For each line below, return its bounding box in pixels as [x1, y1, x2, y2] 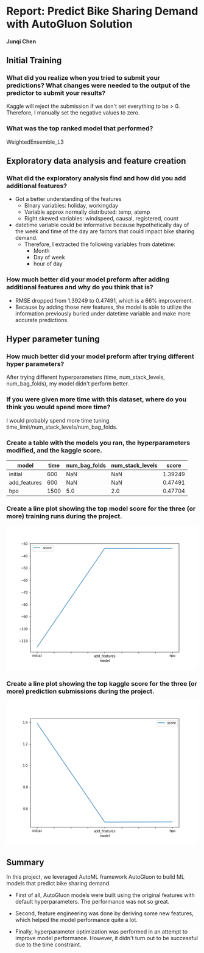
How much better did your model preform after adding [6, 275, 169, 284]
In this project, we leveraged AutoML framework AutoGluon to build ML [6, 873, 185, 881]
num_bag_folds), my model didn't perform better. [6, 380, 130, 387]
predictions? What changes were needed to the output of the [6, 81, 191, 90]
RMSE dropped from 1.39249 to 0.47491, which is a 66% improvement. [15, 297, 194, 304]
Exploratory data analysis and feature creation [6, 156, 186, 166]
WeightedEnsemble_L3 [6, 138, 64, 146]
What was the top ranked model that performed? [6, 124, 153, 133]
